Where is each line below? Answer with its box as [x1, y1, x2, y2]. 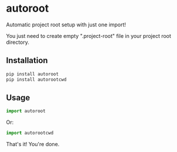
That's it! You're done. [6, 141, 60, 148]
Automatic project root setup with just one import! [6, 21, 126, 28]
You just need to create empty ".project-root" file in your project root [6, 32, 172, 39]
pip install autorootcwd [6, 77, 67, 82]
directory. [6, 39, 29, 46]
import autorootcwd [6, 130, 54, 136]
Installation [6, 56, 48, 65]
